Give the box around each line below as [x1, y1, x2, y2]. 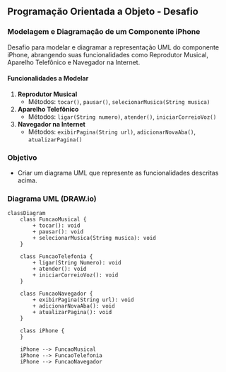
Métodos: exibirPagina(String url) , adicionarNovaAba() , [28, 127, 196, 136]
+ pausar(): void [32, 228, 83, 236]
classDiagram [7, 210, 46, 217]
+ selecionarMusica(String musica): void [32, 235, 157, 242]
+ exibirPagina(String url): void [32, 296, 134, 303]
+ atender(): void [32, 265, 87, 273]
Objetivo [7, 152, 37, 162]
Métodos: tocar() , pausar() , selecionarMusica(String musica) [28, 97, 210, 105]
